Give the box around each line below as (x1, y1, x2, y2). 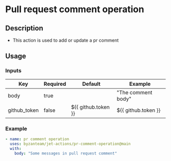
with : (10, 146, 22, 151)
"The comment (117, 89, 153, 96)
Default (82, 80, 101, 87)
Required (43, 80, 66, 87)
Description (5, 24, 43, 33)
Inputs (5, 67, 22, 74)
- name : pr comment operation (5, 136, 70, 142)
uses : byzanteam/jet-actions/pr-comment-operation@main (10, 141, 131, 146)
